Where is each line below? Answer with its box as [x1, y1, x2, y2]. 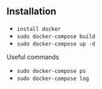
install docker [16, 25, 61, 32]
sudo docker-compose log [16, 75, 89, 82]
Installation [6, 6, 57, 18]
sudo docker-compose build [16, 33, 96, 40]
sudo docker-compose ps [16, 67, 87, 74]
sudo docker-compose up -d [16, 40, 96, 48]
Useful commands [6, 53, 59, 61]
